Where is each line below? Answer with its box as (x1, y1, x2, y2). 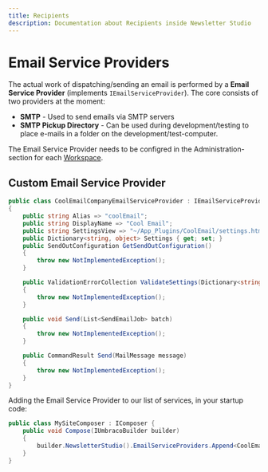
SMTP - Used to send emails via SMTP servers (19, 112, 175, 122)
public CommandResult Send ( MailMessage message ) (22, 352, 187, 360)
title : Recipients (8, 11, 69, 20)
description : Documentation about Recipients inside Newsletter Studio (8, 19, 251, 27)
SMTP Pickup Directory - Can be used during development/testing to (19, 120, 250, 130)
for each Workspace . (34, 153, 104, 163)
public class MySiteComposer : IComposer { (8, 419, 156, 427)
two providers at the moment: (8, 96, 105, 106)
